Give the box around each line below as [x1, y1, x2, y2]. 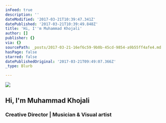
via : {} [5, 40, 22, 45]
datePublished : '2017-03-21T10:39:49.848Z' [5, 21, 98, 27]
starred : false [5, 54, 37, 59]
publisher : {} [5, 36, 35, 41]
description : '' [5, 12, 39, 17]
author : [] [5, 31, 28, 36]
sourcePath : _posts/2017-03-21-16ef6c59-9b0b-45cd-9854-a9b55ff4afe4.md [5, 45, 161, 50]
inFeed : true [5, 7, 33, 13]
